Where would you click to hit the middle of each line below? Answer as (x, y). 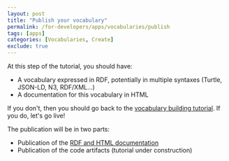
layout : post (26, 14)
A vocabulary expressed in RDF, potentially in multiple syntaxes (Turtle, (119, 80)
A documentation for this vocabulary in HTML (83, 94)
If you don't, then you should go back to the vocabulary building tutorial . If (114, 108)
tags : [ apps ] (26, 33)
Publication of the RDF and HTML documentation (88, 143)
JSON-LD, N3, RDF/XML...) (56, 87)
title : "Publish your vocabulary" (58, 20)
